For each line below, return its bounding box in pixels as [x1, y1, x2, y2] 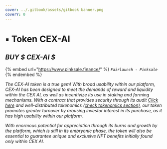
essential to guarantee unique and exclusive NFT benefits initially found [5, 133, 153, 139]
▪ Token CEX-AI [5, 33, 71, 45]
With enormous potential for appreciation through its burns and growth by [5, 122, 158, 128]
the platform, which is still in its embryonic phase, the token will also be [5, 128, 152, 134]
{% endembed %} [5, 72, 42, 77]
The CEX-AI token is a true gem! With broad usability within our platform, [5, 81, 156, 87]
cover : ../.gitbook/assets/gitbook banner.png [5, 7, 104, 12]
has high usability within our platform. [5, 113, 83, 119]
